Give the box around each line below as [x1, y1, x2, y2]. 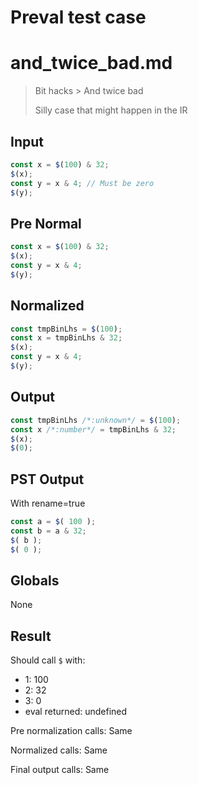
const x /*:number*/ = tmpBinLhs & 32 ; [10, 424, 177, 435]
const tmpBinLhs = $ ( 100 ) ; [10, 324, 123, 334]
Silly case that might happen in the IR [34, 104, 188, 116]
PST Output [10, 471, 85, 488]
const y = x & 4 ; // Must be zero [10, 178, 155, 188]
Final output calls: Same [10, 764, 110, 776]
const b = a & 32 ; [10, 526, 87, 536]
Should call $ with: [10, 654, 86, 666]
